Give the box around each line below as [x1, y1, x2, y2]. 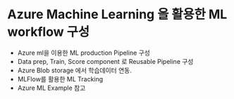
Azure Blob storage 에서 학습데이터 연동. [17, 66, 132, 74]
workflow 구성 [7, 24, 90, 40]
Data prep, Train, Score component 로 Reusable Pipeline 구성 [17, 57, 194, 65]
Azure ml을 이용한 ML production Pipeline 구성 [17, 48, 150, 57]
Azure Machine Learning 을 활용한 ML [7, 6, 228, 22]
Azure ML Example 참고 [17, 84, 86, 92]
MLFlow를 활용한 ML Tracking [17, 74, 104, 83]
